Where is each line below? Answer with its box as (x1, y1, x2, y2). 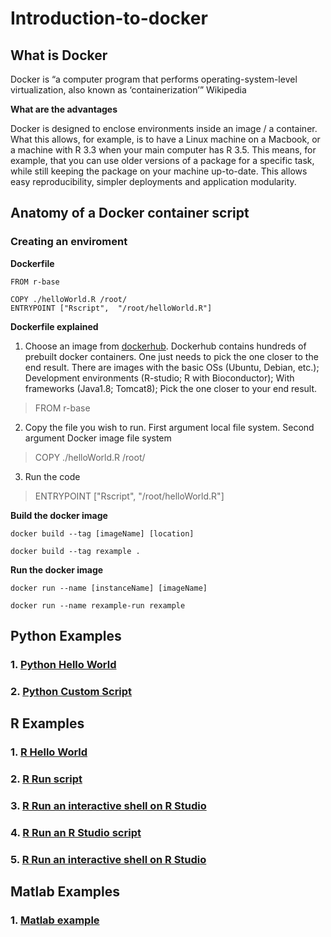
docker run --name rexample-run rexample (10, 600, 186, 611)
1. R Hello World (10, 745, 88, 759)
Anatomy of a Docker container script (10, 205, 250, 222)
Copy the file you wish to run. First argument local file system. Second (24, 421, 315, 433)
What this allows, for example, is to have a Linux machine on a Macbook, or (10, 133, 321, 145)
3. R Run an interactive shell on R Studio (10, 799, 207, 813)
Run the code (24, 470, 81, 482)
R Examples (10, 715, 85, 732)
